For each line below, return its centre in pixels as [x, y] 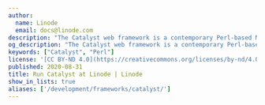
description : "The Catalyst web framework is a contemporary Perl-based [130, 37]
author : [21, 15]
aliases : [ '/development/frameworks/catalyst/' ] [90, 89]
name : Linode [37, 23]
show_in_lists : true [42, 81]
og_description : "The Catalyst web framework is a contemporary [116, 45]
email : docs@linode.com [54, 30]
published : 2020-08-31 [45, 67]
